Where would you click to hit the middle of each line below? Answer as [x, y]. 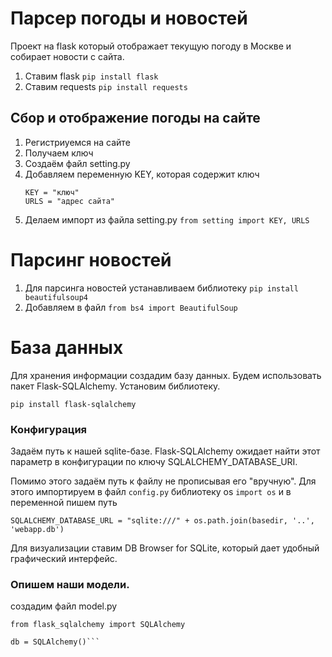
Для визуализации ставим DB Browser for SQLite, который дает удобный [165, 548]
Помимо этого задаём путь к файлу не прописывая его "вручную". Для [163, 481]
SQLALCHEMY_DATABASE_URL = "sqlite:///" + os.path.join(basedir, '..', [162, 520]
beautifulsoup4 [56, 297]
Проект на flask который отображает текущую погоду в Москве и [151, 46]
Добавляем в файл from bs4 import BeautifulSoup [131, 307]
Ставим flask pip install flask [91, 76]
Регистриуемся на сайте [77, 142]
